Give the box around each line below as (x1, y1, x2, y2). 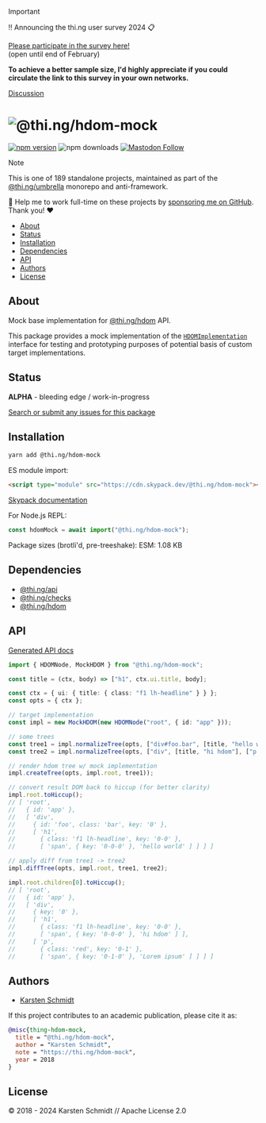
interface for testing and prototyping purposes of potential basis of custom (8, 339, 253, 348)
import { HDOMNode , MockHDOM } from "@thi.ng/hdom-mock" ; (8, 660, 203, 669)
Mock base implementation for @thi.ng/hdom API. (8, 315, 172, 325)
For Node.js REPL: (8, 511, 67, 521)
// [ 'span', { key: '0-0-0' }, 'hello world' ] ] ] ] (8, 843, 215, 851)
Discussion (8, 89, 44, 98)
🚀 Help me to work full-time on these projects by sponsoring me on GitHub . (8, 197, 254, 206)
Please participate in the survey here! (8, 41, 131, 50)
